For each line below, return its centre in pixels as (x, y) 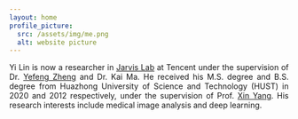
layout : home (33, 17)
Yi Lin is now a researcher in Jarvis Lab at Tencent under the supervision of (149, 67)
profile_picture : (41, 26)
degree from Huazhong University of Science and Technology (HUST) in (149, 86)
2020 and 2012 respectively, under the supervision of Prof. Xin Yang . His (149, 96)
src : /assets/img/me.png (63, 34)
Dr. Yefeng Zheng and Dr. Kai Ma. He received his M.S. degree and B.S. (149, 77)
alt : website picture (57, 42)
